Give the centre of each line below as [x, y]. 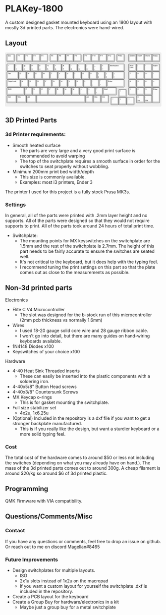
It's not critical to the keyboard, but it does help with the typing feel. [89, 262]
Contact [15, 531]
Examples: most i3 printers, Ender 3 [56, 182]
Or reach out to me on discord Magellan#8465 [53, 547]
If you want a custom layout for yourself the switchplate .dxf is [83, 586]
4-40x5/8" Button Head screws [44, 387]
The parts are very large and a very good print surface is [78, 150]
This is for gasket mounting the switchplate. [64, 402]
